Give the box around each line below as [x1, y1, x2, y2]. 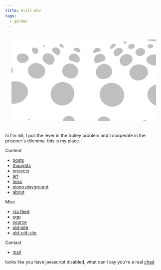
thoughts [12, 163, 31, 169]
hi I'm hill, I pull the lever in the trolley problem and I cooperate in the [5, 133, 146, 139]
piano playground [12, 184, 49, 190]
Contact [5, 239, 21, 245]
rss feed [12, 208, 30, 215]
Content [5, 148, 22, 154]
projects [12, 168, 30, 174]
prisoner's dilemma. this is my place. [5, 138, 81, 144]
